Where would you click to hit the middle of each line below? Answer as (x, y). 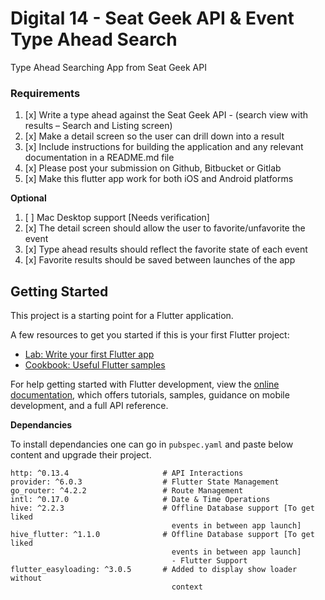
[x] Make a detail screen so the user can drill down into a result (154, 136)
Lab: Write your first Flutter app (89, 354)
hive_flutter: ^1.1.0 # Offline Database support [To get (162, 535)
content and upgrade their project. (81, 455)
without (26, 578)
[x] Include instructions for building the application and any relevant (164, 147)
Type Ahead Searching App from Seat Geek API (108, 67)
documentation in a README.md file (99, 158)
